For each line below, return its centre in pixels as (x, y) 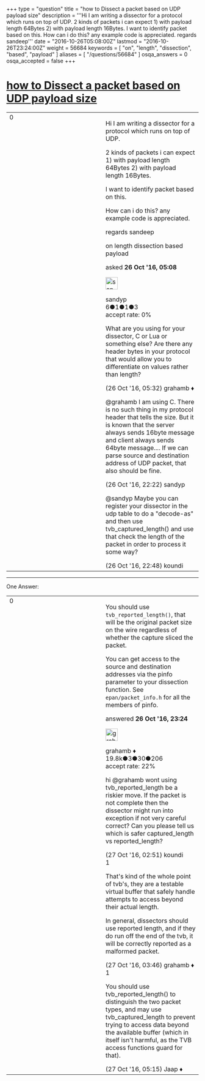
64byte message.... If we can (147, 447)
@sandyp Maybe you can (142, 498)
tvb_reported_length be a (142, 787)
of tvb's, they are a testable (145, 884)
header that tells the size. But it (150, 417)
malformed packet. (133, 951)
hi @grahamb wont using (141, 780)
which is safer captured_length (150, 833)
